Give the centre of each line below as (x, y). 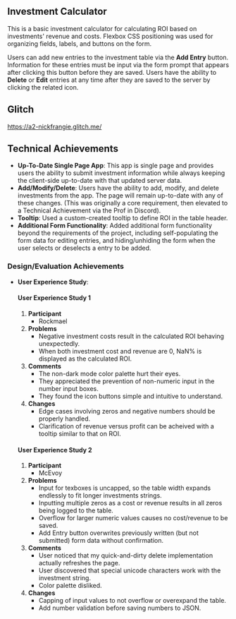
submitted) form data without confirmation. (101, 541)
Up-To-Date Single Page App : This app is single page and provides (116, 166)
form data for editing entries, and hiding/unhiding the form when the (117, 241)
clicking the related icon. (43, 87)
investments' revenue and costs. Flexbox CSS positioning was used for (110, 36)
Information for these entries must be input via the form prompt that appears (118, 65)
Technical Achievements (63, 149)
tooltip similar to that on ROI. (80, 433)
